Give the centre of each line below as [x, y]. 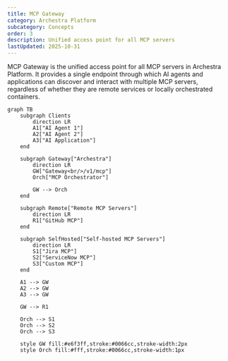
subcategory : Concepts [41, 27]
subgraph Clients [46, 116]
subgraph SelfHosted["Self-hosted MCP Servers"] [93, 239]
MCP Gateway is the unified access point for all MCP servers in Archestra [114, 67]
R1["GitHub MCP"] [58, 221]
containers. [24, 97]
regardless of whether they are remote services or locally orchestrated [110, 89]
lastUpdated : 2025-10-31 [44, 47]
